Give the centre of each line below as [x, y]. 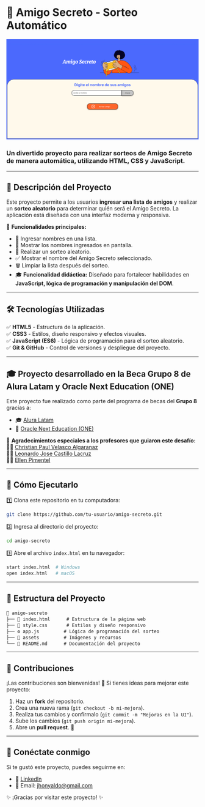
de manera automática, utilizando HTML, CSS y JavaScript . [96, 161]
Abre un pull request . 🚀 [45, 727]
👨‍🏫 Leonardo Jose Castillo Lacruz [49, 453]
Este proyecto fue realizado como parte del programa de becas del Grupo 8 [102, 401]
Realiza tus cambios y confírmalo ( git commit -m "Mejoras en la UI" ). [104, 714]
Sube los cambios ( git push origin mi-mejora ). [75, 721]
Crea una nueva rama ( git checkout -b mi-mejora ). [80, 708]
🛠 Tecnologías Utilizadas [56, 309]
